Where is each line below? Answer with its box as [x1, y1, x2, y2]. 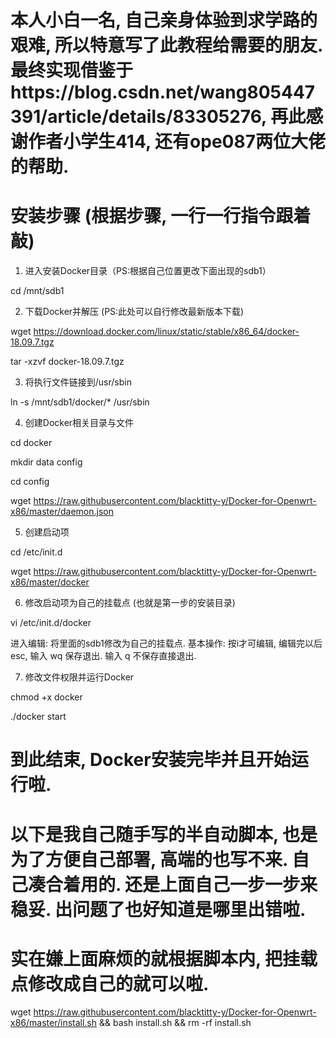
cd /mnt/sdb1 [10, 285, 65, 297]
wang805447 [199, 81, 316, 104]
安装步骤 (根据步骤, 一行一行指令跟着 [10, 205, 312, 228]
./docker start [10, 711, 67, 723]
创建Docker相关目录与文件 [24, 417, 135, 429]
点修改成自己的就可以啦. [10, 972, 210, 995]
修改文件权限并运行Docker [24, 671, 135, 683]
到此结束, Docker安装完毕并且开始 [10, 749, 292, 771]
